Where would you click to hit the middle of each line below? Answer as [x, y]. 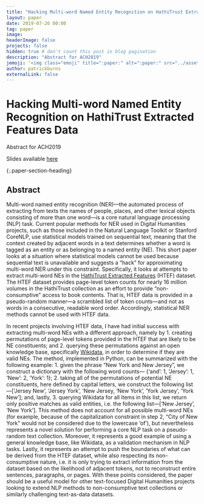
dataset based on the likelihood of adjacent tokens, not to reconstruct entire [101, 468]
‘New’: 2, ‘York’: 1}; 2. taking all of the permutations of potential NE [89, 378]
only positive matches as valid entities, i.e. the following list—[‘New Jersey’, [101, 404]
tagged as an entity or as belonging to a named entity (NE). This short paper [102, 250]
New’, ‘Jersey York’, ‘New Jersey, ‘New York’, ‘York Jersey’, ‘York [113, 391]
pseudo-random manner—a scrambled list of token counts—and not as [95, 301]
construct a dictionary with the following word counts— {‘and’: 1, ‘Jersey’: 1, [100, 371]
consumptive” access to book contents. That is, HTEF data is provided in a [100, 295]
